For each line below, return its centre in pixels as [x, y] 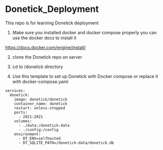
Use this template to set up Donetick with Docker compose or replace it [85, 76]
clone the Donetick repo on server [47, 57]
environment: [27, 134]
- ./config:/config [38, 130]
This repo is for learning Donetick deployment [52, 23]
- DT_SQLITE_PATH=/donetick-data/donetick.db [66, 143]
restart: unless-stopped [40, 108]
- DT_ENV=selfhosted [39, 138]
